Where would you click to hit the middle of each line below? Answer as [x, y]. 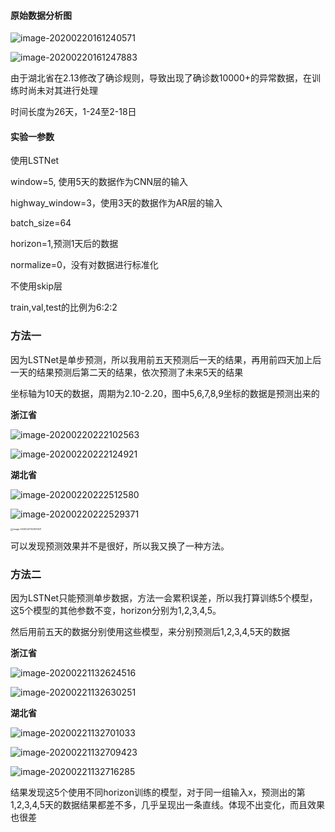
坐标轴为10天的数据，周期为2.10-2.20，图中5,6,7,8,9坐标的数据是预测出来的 [165, 393]
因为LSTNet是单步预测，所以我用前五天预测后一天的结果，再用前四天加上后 [166, 359]
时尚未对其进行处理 [58, 91]
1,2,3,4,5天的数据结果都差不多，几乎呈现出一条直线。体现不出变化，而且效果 [167, 804]
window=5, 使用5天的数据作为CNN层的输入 [99, 182]
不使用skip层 [36, 286]
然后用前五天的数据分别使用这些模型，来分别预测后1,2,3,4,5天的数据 [150, 631]
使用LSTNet [35, 161]
